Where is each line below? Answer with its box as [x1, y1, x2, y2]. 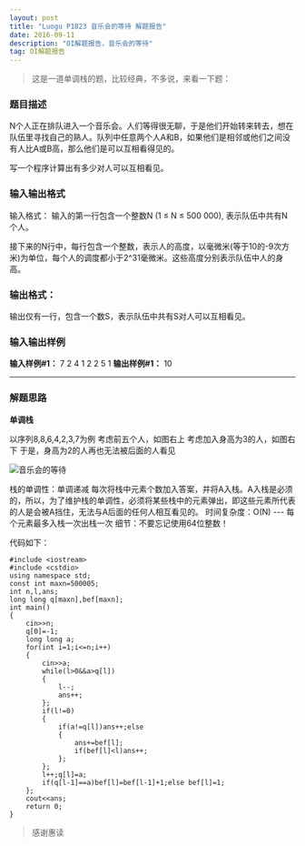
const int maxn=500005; [9, 579, 100, 588]
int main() [9, 602, 51, 612]
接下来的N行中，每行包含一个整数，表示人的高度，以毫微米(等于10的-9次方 [9, 240, 290, 251]
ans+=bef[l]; [74, 738, 124, 747]
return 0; [25, 801, 64, 811]
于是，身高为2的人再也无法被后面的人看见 [19, 445, 176, 456]
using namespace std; [9, 570, 92, 580]
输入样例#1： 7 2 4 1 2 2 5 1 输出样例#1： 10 [9, 358, 172, 369]
